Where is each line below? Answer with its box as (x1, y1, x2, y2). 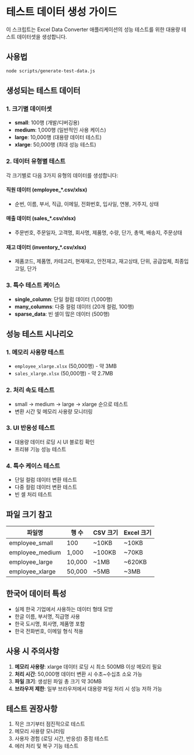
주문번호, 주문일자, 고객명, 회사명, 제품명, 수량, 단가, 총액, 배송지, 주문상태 (14, 229, 182, 236)
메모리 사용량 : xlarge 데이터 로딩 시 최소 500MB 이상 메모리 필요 (14, 663, 162, 670)
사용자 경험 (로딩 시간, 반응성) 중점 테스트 (14, 735, 109, 742)
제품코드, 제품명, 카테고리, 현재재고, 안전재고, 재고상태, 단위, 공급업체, (14, 258, 174, 265)
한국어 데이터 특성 (6, 589, 67, 599)
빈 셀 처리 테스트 (14, 491, 53, 498)
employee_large (9, 558, 53, 566)
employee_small (9, 539, 54, 547)
